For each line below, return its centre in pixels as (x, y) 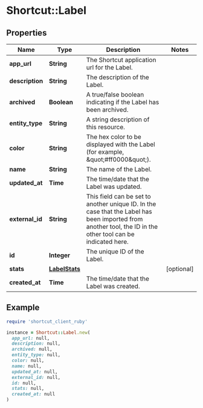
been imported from (114, 219)
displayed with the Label (121, 144)
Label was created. (113, 286)
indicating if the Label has (123, 102)
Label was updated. (114, 186)
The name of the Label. (119, 169)
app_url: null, (31, 338)
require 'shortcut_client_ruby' (47, 321)
